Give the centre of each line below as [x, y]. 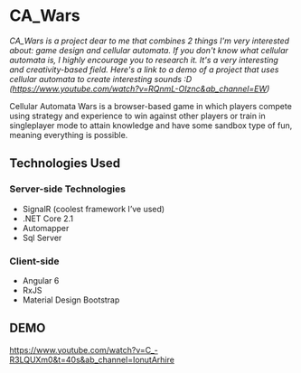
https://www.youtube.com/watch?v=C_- [84, 350]
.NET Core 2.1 [48, 219]
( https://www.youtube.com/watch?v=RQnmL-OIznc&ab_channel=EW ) [140, 89]
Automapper [46, 228]
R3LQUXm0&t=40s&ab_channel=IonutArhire [92, 359]
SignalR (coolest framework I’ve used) [94, 209]
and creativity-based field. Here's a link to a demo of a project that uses [144, 70]
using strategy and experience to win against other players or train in [138, 116]
